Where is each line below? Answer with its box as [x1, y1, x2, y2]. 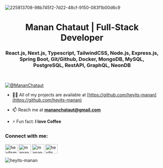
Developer [61, 32, 103, 44]
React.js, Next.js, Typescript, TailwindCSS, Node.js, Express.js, [5, 49, 159, 56]
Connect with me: [5, 133, 48, 140]
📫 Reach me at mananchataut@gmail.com [12, 107, 101, 113]
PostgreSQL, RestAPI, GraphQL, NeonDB [33, 62, 131, 69]
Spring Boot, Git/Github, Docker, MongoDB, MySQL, [19, 56, 145, 63]
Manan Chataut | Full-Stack [25, 22, 139, 33]
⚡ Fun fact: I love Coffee [12, 119, 61, 124]
